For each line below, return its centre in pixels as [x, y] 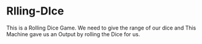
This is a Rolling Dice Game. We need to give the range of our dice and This [101, 28]
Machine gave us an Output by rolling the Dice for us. [73, 34]
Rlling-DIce [35, 11]
